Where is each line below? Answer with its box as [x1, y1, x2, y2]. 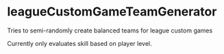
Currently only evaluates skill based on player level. [7, 39, 152, 47]
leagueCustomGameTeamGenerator [7, 4, 217, 20]
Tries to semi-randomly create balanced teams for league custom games [7, 26, 213, 34]
